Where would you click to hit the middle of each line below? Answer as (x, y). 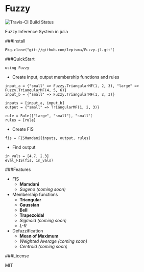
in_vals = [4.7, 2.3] (27, 156)
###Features (18, 169)
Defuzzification (27, 230)
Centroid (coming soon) (43, 246)
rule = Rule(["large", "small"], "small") (49, 116)
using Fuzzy (17, 68)
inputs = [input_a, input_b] (35, 103)
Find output (24, 147)
